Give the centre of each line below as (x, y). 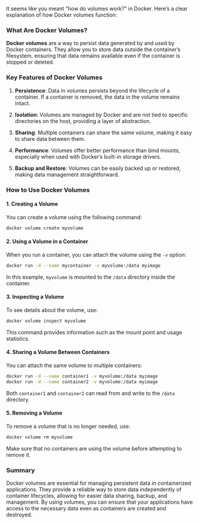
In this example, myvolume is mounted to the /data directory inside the (91, 277)
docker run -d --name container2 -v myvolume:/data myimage (82, 382)
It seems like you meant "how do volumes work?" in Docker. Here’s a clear (97, 9)
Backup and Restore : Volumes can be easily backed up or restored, (98, 168)
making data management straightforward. (67, 174)
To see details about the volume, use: (52, 310)
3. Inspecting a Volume (35, 297)
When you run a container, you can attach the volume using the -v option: (96, 254)
